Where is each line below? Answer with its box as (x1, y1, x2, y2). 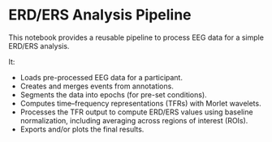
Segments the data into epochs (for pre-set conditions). (19, 89, 207, 99)
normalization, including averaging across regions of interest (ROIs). (19, 115, 248, 125)
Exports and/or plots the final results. (19, 124, 145, 134)
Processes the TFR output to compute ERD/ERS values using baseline (19, 107, 253, 117)
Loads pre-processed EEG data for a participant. (19, 72, 183, 82)
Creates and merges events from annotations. (19, 81, 175, 91)
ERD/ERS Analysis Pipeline (8, 6, 192, 24)
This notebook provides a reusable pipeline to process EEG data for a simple (8, 32, 264, 42)
